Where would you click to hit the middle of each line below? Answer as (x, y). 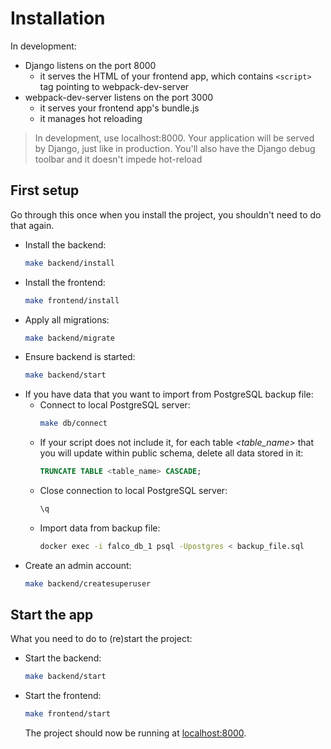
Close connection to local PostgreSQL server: (133, 490)
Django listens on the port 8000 (90, 65)
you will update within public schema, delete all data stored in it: (171, 453)
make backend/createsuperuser (88, 583)
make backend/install (69, 263)
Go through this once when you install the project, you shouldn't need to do (166, 214)
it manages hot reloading (91, 118)
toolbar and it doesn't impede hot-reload (118, 159)
